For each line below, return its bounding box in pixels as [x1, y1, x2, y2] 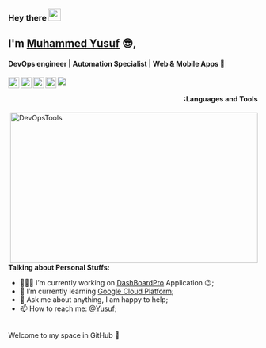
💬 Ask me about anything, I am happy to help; [19, 294, 169, 304]
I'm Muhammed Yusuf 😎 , [8, 36, 137, 51]
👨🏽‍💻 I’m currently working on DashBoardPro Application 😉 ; [19, 277, 215, 287]
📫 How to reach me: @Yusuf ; [19, 304, 117, 313]
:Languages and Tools [183, 94, 258, 104]
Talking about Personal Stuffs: [8, 262, 110, 272]
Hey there [8, 12, 47, 23]
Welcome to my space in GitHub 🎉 [8, 330, 120, 340]
